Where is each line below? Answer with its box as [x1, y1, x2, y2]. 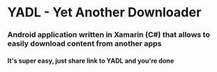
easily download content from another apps [7, 38, 162, 48]
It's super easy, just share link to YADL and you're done [7, 56, 174, 65]
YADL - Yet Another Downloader [7, 4, 201, 21]
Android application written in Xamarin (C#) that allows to [7, 30, 211, 40]
